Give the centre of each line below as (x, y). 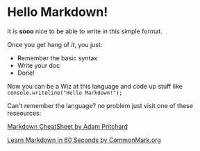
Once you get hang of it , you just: (55, 44)
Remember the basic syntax (57, 58)
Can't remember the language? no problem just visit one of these (100, 105)
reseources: (24, 113)
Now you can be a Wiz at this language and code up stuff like (95, 86)
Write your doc (39, 65)
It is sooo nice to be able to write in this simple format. (85, 31)
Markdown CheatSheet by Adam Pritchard (68, 126)
